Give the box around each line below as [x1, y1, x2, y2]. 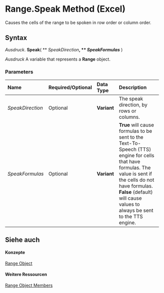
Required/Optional [48, 84, 92, 91]
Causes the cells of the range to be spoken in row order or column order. [5, 20, 151, 25]
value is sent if [119, 170, 152, 177]
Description [119, 84, 147, 91]
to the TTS [119, 213, 143, 220]
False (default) [119, 189, 153, 196]
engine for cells [119, 152, 155, 159]
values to [119, 201, 140, 208]
